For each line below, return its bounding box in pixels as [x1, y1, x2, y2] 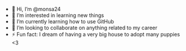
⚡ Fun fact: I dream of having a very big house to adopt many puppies [11, 31, 180, 38]
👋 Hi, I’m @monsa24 [11, 6, 61, 12]
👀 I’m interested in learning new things [11, 12, 104, 19]
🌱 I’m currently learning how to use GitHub [11, 18, 114, 25]
